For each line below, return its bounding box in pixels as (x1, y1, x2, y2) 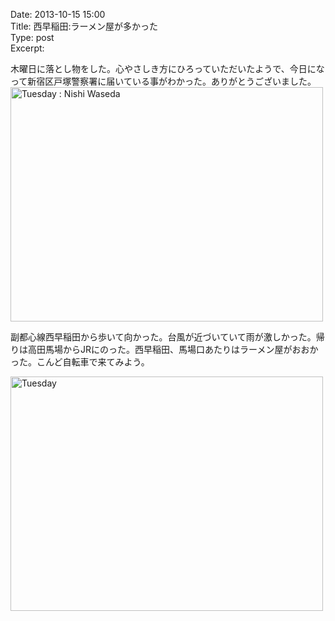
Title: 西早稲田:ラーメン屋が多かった (10, 20, 159, 32)
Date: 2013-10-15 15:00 (10, 9, 106, 20)
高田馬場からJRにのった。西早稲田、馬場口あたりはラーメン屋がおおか (27, 344, 319, 355)
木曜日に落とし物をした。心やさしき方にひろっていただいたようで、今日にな (10, 63, 325, 74)
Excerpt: (10, 42, 45, 54)
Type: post (10, 32, 55, 43)
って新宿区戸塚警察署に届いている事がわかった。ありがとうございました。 (10, 75, 317, 87)
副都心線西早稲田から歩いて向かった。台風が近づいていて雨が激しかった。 (10, 331, 317, 343)
